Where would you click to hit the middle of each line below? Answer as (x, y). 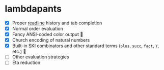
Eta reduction (26, 63)
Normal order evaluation (37, 29)
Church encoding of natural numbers (51, 40)
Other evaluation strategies (40, 57)
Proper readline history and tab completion (57, 23)
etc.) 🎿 (19, 52)
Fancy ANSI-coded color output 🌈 (48, 34)
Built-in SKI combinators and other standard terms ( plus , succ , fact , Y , (86, 46)
